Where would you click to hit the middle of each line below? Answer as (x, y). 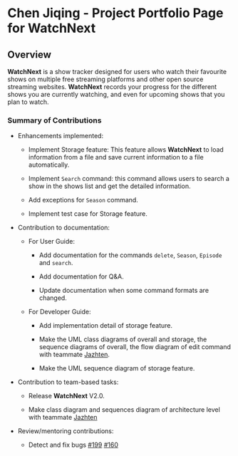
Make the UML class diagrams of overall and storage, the (123, 339)
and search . (56, 263)
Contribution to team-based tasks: (68, 382)
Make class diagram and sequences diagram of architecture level (124, 410)
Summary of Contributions (55, 120)
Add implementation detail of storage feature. (106, 326)
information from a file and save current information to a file (116, 157)
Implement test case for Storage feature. (88, 214)
